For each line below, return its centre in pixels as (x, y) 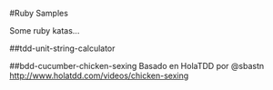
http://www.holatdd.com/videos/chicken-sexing (99, 75)
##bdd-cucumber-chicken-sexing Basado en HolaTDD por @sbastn (137, 66)
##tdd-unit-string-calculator (62, 48)
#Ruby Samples (39, 13)
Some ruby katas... (45, 30)
